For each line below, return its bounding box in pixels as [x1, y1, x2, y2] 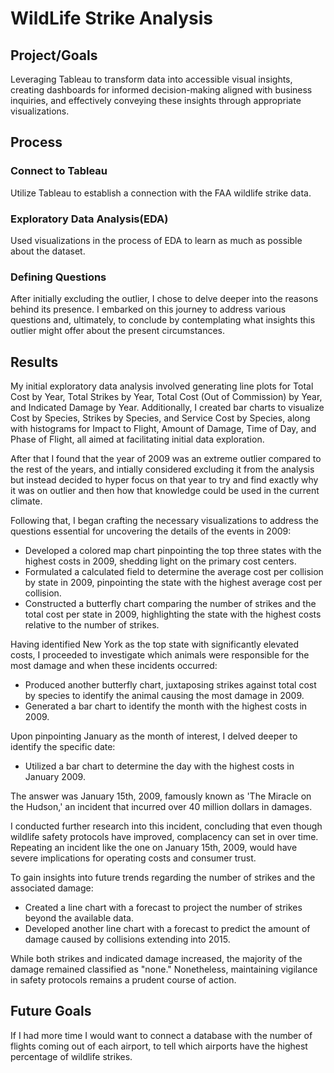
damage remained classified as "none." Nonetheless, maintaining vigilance [10, 963, 318, 976]
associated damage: [10, 882, 94, 894]
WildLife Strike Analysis [10, 7, 214, 30]
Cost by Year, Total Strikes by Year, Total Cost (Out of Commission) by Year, [10, 391, 323, 403]
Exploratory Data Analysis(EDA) [10, 212, 169, 226]
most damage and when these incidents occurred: [10, 660, 218, 672]
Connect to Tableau [10, 164, 108, 178]
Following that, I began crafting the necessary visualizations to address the [10, 515, 319, 527]
